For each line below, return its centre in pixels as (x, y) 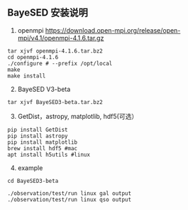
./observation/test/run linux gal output (70, 193)
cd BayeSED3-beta (33, 181)
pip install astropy (38, 136)
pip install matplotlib (43, 142)
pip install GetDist (38, 130)
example (30, 168)
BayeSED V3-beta (44, 89)
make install (27, 76)
